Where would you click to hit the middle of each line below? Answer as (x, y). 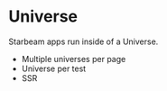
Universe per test (54, 68)
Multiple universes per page (74, 59)
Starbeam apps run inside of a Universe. (83, 41)
